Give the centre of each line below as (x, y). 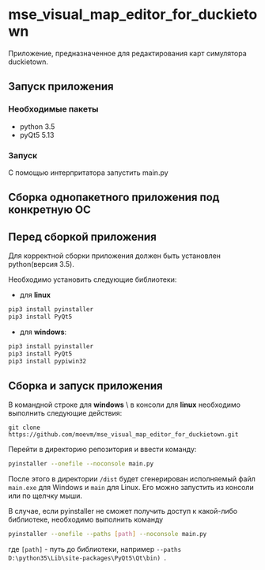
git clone (25, 428)
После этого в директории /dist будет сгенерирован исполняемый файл (132, 479)
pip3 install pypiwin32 (47, 361)
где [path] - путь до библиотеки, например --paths (95, 549)
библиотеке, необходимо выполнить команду (86, 519)
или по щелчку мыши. (45, 496)
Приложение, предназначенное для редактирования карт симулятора (127, 53)
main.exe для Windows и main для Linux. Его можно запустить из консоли (131, 488)
